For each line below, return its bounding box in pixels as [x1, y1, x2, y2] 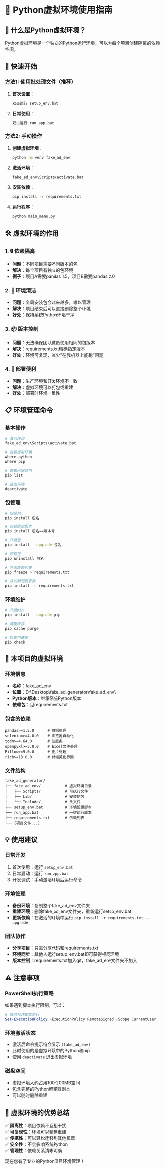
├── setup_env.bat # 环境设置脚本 [5, 805, 92, 810]
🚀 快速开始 [5, 62, 37, 71]
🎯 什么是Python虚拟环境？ [5, 26, 86, 34]
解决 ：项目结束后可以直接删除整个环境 [12, 306, 91, 312]
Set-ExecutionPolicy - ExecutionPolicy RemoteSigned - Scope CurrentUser [5, 1017, 156, 1022]
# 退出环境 [5, 482, 25, 487]
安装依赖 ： [12, 184, 35, 190]
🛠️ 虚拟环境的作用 [5, 229, 59, 237]
